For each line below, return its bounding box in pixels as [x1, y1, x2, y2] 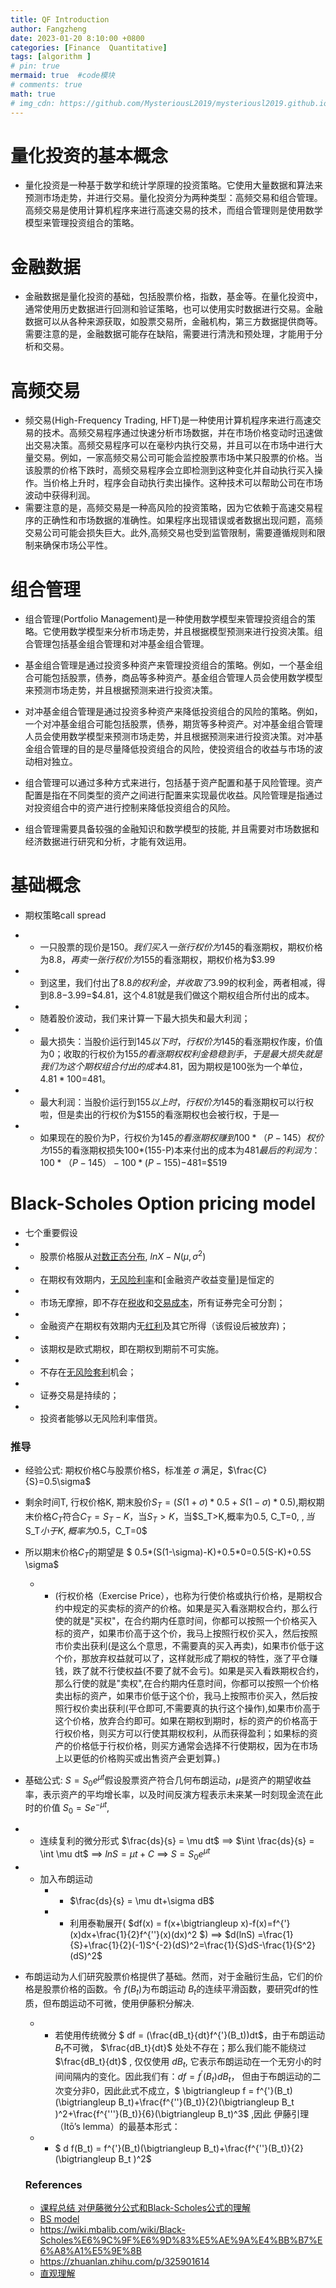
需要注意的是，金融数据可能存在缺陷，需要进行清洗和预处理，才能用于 [24, 328, 315, 340]
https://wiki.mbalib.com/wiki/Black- [39, 2223, 186, 2235]
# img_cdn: [10, 98, 56, 108]
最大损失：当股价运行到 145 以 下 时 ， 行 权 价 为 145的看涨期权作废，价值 [39, 1036, 323, 1048]
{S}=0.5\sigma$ [24, 1476, 92, 1488]
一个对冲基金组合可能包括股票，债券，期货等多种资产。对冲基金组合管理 [24, 718, 323, 730]
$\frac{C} [227, 1464, 268, 1476]
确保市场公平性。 [42, 539, 113, 551]
